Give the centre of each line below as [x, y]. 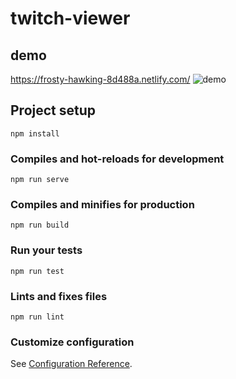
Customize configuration [72, 342]
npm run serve [40, 180]
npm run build [40, 225]
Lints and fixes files [59, 296]
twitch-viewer [70, 18]
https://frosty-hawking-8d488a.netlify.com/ [100, 79]
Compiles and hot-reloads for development [117, 159]
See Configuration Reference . [71, 364]
